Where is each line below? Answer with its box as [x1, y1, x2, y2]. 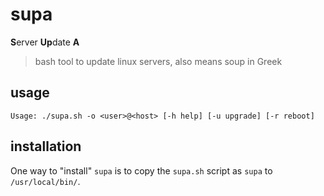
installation [10, 138, 82, 155]
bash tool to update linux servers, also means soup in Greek [34, 55, 283, 67]
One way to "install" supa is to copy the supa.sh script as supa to [10, 164, 273, 177]
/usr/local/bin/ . [10, 175, 81, 187]
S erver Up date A [10, 36, 80, 48]
